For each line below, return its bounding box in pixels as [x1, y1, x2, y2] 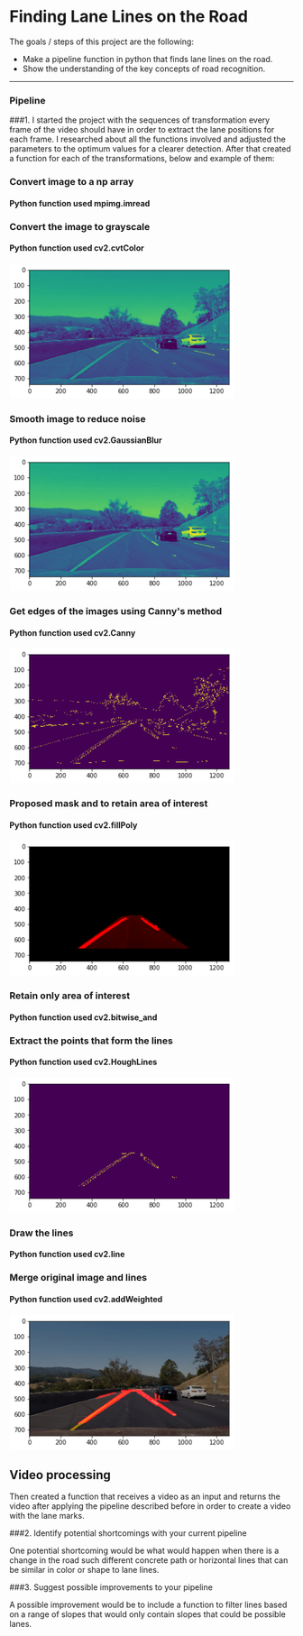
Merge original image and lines [9, 1272, 147, 1284]
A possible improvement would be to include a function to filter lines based [9, 1599, 288, 1611]
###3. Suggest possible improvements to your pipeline [9, 1582, 214, 1593]
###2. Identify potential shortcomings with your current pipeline [9, 1528, 247, 1539]
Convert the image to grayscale [9, 220, 151, 233]
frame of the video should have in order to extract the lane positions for [9, 124, 275, 135]
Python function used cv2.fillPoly [9, 819, 138, 831]
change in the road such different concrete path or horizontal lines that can [9, 1555, 289, 1566]
